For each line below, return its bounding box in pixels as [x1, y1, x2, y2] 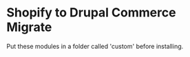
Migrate [6, 19, 52, 35]
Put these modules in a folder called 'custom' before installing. [6, 42, 184, 50]
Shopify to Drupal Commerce [6, 5, 176, 21]
